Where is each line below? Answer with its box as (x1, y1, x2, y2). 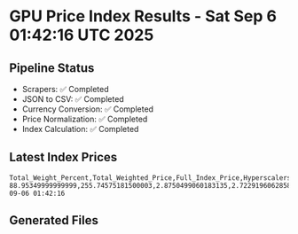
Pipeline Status (9, 60, 95, 75)
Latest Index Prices (9, 150, 118, 165)
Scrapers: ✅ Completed (21, 84, 109, 94)
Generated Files (9, 213, 99, 228)
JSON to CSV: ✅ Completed (21, 94, 124, 104)
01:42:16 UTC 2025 (9, 25, 154, 45)
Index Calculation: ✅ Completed (21, 124, 139, 134)
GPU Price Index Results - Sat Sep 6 (9, 6, 278, 27)
